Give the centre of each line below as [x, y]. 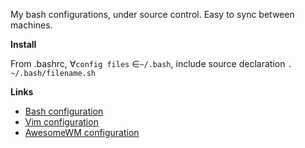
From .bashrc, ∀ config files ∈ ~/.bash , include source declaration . [151, 63]
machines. [31, 25]
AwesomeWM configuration [82, 132]
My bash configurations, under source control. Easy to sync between [152, 14]
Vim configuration [61, 122]
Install [23, 44]
